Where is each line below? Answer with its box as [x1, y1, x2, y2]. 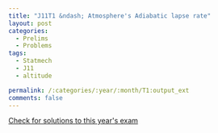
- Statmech [15, 57, 52, 65]
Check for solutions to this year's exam [8, 116, 139, 126]
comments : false [8, 94, 63, 102]
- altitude [15, 72, 52, 80]
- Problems [15, 42, 52, 50]
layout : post [8, 19, 52, 27]
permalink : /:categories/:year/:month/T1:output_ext [8, 86, 190, 94]
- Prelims [15, 34, 48, 43]
